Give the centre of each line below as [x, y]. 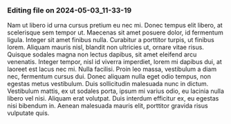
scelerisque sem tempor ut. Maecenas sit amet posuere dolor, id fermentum [115, 32]
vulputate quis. [28, 113]
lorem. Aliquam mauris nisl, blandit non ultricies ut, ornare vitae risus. [105, 48]
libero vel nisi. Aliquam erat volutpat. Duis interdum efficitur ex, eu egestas [113, 99]
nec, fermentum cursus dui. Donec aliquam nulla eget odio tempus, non [109, 76]
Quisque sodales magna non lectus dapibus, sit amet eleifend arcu [102, 54]
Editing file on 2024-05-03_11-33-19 [70, 10]
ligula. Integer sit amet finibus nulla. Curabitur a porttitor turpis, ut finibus [111, 40]
